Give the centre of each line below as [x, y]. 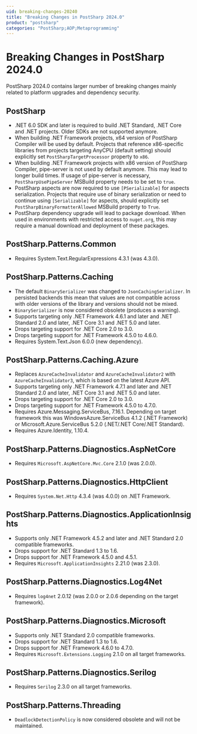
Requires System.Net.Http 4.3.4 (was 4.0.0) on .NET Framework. [93, 496]
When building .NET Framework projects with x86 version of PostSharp [101, 163]
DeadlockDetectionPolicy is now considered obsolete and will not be [97, 720]
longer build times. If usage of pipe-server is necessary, [83, 175]
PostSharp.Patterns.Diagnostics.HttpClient [87, 482]
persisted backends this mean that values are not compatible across [97, 297]
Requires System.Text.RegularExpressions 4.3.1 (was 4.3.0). [87, 258]
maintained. [29, 726]
